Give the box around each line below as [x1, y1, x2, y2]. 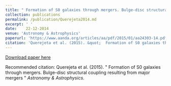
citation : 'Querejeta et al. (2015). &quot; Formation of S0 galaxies [5, 40, 160, 46]
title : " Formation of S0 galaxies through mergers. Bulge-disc [5, 7, 145, 13]
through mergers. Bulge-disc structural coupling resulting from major [5, 69, 150, 75]
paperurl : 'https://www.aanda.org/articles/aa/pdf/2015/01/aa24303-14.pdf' [5, 36, 169, 41]
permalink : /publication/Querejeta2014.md [5, 17, 97, 22]
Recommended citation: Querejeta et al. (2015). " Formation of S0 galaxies [5, 64, 161, 70]
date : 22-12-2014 [5, 26, 49, 31]
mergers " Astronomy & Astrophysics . [5, 74, 85, 81]
